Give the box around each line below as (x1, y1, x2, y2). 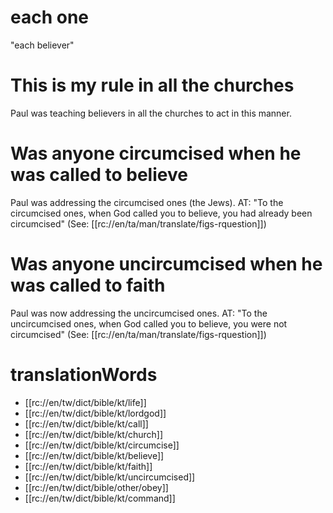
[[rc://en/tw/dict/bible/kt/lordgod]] (24, 407, 167, 419)
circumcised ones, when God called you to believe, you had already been (10, 207, 313, 219)
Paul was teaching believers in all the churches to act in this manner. (10, 107, 292, 119)
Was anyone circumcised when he (10, 142, 302, 165)
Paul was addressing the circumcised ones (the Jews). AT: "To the (10, 196, 284, 208)
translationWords (10, 363, 158, 386)
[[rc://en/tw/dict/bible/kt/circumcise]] (24, 439, 180, 451)
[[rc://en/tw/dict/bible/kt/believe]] (24, 449, 165, 461)
